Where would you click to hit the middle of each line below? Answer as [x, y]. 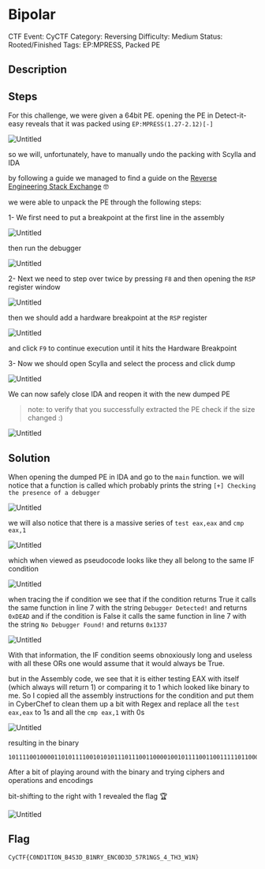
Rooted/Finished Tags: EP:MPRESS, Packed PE [84, 44]
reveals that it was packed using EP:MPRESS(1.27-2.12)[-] [119, 124]
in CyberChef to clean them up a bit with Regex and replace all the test [124, 703]
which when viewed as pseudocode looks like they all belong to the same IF [131, 560]
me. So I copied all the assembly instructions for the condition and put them [131, 695]
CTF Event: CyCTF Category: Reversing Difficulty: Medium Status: [116, 36]
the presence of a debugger [54, 493]
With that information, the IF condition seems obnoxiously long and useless [130, 655]
